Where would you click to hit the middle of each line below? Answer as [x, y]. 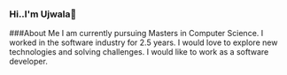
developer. [29, 62]
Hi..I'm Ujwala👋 [43, 14]
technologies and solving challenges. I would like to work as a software [139, 52]
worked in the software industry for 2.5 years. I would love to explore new [143, 42]
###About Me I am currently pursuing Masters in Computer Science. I [136, 34]
